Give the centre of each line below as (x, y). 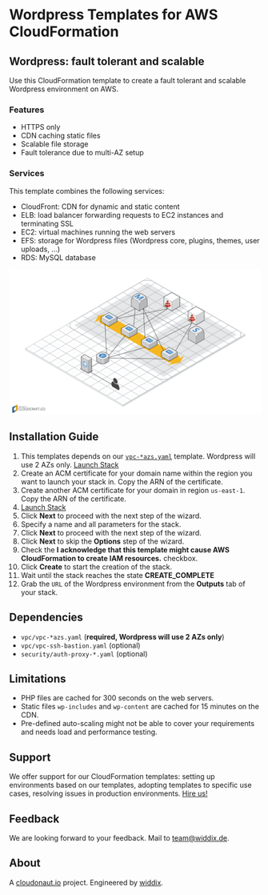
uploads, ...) (40, 249)
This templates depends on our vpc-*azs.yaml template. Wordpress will (138, 456)
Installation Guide (54, 437)
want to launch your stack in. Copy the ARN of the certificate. (122, 481)
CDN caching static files (60, 136)
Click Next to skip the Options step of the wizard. (102, 541)
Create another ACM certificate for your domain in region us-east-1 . (133, 490)
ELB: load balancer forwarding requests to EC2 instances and (122, 215)
